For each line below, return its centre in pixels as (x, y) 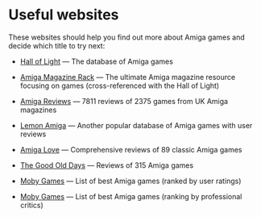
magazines (38, 110)
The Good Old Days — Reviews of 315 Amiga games (107, 165)
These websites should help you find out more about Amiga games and (126, 37)
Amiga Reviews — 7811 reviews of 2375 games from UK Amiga (124, 101)
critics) (32, 205)
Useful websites (64, 15)
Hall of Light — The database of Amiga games (96, 61)
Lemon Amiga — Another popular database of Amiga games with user (136, 125)
